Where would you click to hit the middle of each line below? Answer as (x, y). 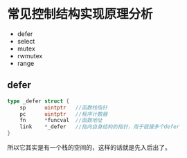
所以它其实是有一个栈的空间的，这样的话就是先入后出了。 (89, 147)
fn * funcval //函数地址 (61, 121)
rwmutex (30, 55)
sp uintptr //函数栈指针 (64, 107)
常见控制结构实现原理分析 (80, 14)
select (26, 41)
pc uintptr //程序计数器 (64, 114)
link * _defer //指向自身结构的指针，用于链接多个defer (100, 127)
